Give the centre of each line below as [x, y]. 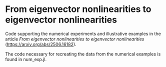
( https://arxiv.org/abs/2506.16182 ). [41, 44]
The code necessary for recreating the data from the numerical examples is [83, 54]
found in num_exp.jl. [26, 59]
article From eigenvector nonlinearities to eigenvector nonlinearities [75, 39]
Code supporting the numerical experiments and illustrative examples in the [83, 33]
